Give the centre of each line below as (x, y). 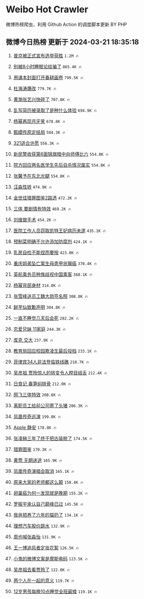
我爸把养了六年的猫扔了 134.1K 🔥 (48, 515)
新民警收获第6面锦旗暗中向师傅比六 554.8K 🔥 (61, 154)
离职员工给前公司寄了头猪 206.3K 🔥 (50, 406)
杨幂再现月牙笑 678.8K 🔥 (39, 121)
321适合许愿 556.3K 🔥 (36, 143)
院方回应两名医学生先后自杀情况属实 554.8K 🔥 (62, 165)
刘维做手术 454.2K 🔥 (35, 219)
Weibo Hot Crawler (47, 10)
